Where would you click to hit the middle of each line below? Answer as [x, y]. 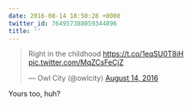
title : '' [25, 31]
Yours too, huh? [34, 94]
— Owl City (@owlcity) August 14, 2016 [93, 78]
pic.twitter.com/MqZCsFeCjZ [76, 62]
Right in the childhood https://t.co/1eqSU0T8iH [106, 54]
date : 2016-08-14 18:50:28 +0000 [65, 16]
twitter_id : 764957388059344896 [63, 23]
